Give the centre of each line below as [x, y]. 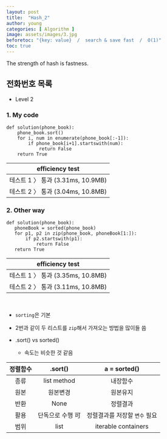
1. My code [22, 115]
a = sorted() [122, 369]
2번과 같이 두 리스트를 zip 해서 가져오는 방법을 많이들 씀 [81, 328]
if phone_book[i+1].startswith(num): [76, 143]
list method [59, 380]
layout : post [23, 12]
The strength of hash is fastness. [48, 63]
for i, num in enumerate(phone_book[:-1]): [73, 138]
